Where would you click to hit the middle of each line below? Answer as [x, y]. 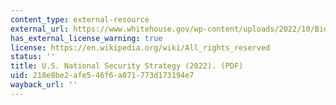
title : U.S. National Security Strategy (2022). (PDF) [127, 66]
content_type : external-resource [80, 19]
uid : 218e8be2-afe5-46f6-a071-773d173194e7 [102, 76]
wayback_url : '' [44, 85]
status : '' [33, 57]
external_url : [40, 29]
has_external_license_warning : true [86, 38]
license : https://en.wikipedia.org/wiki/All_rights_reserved [140, 47]
